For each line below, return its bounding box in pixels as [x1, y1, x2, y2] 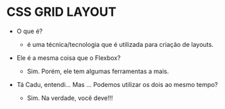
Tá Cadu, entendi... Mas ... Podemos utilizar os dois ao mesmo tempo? [16, 80, 218, 88]
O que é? [16, 27, 43, 35]
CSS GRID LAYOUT [6, 4, 117, 20]
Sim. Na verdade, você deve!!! [26, 94, 113, 102]
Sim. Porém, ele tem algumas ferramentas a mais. [26, 67, 169, 75]
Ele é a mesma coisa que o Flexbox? [16, 53, 121, 62]
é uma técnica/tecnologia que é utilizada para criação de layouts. [26, 40, 214, 48]
